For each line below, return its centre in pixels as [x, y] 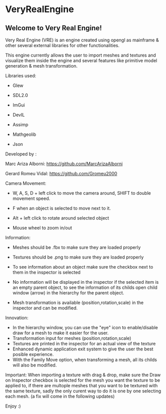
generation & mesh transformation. [41, 66]
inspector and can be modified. [45, 308]
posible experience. [33, 354]
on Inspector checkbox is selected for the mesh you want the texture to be [83, 380]
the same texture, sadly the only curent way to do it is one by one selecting [83, 391]
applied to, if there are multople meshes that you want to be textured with [81, 385]
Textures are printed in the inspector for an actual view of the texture [84, 344]
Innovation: [17, 318]
